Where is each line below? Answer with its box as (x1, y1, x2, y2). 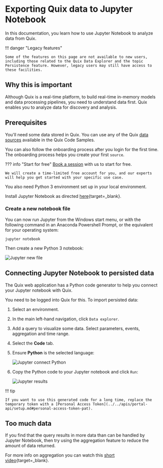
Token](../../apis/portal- (93, 402, 148, 406)
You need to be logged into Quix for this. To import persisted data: (5, 297, 139, 303)
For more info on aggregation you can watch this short (5, 452, 115, 458)
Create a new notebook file (5, 205, 70, 212)
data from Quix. (5, 35, 37, 41)
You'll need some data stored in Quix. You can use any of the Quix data (5, 131, 148, 137)
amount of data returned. (5, 443, 56, 449)
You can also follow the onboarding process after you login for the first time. (5, 146, 159, 152)
